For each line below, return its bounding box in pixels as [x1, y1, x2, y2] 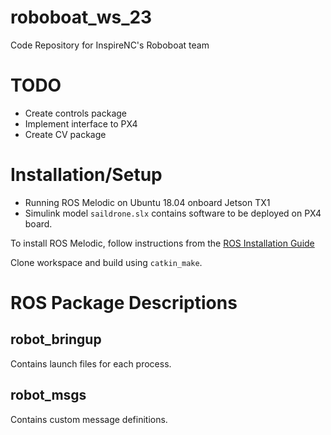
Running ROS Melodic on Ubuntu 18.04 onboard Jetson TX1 [24, 196, 271, 208]
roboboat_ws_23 [10, 6, 153, 29]
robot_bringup [10, 331, 102, 348]
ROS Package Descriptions [10, 292, 238, 314]
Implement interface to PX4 [24, 117, 138, 130]
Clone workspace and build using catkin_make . [10, 256, 203, 268]
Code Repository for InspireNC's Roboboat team [10, 39, 210, 51]
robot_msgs [10, 387, 87, 404]
